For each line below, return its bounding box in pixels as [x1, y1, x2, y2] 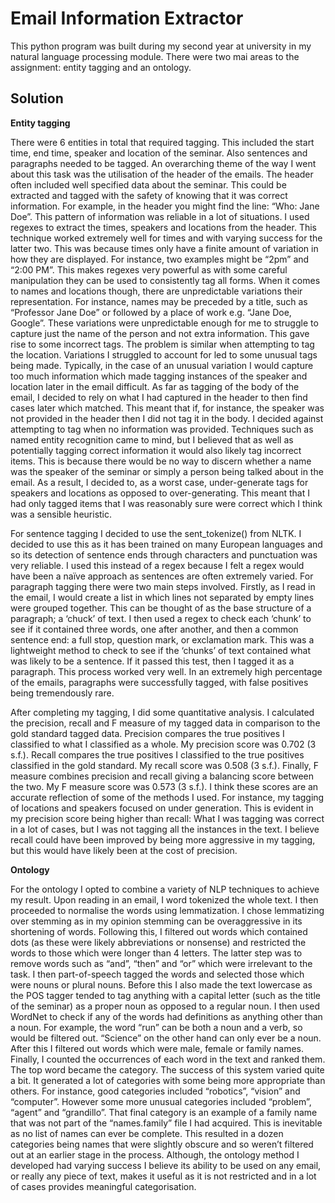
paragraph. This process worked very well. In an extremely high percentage [10, 665, 323, 677]
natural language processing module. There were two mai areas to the [10, 50, 300, 62]
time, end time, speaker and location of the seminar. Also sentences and [10, 147, 308, 159]
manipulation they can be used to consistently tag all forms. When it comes [10, 274, 321, 286]
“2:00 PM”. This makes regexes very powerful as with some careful [10, 263, 288, 276]
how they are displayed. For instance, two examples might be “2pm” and [10, 253, 310, 265]
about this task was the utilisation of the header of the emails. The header [10, 168, 314, 180]
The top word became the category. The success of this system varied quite [10, 1063, 325, 1076]
